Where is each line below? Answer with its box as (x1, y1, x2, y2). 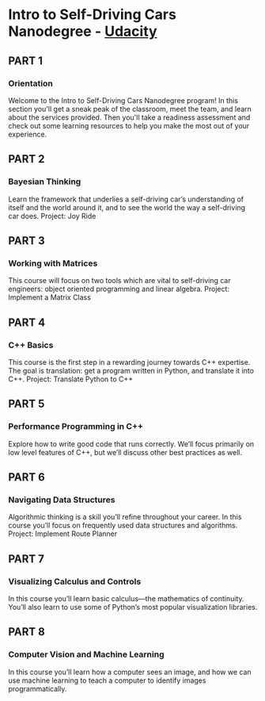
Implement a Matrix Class (8, 293, 91, 302)
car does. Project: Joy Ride (8, 211, 97, 220)
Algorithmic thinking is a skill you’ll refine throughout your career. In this (8, 512, 242, 522)
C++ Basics (8, 339, 54, 350)
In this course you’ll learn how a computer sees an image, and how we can (8, 667, 252, 676)
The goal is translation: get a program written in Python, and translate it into (8, 366, 255, 375)
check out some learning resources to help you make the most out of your (8, 121, 250, 130)
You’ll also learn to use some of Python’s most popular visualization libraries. (8, 603, 258, 611)
